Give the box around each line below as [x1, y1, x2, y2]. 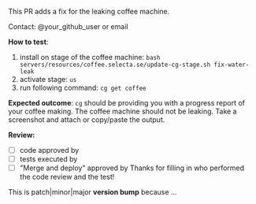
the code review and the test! [19, 172, 115, 182]
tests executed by [19, 154, 78, 164]
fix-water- [213, 61, 250, 69]
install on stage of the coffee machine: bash [19, 53, 161, 61]
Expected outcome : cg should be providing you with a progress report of [8, 98, 246, 107]
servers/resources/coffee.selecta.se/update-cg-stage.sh [19, 61, 211, 69]
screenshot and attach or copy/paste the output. [8, 115, 165, 124]
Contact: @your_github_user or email [8, 22, 128, 31]
